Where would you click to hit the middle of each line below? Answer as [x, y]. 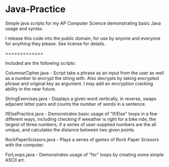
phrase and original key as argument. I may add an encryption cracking [79, 83]
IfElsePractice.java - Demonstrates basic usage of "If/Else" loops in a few [81, 114]
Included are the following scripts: [41, 63]
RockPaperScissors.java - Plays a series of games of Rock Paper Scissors [82, 139]
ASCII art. [15, 160]
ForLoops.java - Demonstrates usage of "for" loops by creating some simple [84, 154]
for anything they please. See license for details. [55, 43]
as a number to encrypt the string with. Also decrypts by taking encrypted [82, 78]
